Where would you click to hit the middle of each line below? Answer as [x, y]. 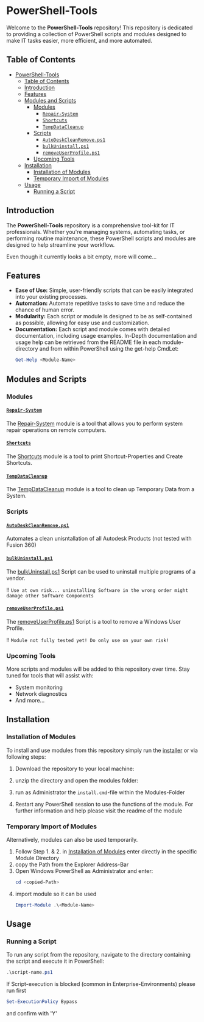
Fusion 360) [21, 545]
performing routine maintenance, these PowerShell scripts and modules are [101, 238]
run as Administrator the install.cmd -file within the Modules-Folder [100, 792]
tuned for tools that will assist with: [50, 675]
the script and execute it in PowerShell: [55, 961]
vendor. [16, 578]
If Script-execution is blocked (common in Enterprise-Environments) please [101, 984]
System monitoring [39, 687]
